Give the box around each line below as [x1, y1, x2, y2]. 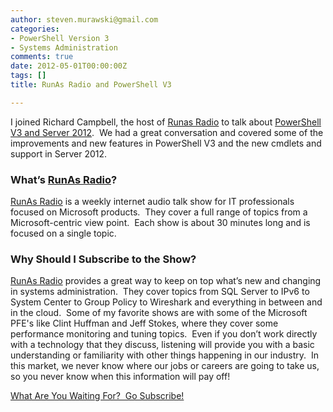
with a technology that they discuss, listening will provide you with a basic [10, 339, 315, 351]
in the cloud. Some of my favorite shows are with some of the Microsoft [10, 307, 308, 319]
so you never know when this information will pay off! [10, 371, 231, 383]
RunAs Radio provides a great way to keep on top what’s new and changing [10, 275, 322, 287]
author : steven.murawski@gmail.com [10, 14, 159, 25]
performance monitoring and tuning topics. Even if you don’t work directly [10, 328, 318, 340]
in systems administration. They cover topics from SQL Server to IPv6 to [10, 286, 310, 298]
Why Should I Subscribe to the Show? [10, 252, 197, 266]
